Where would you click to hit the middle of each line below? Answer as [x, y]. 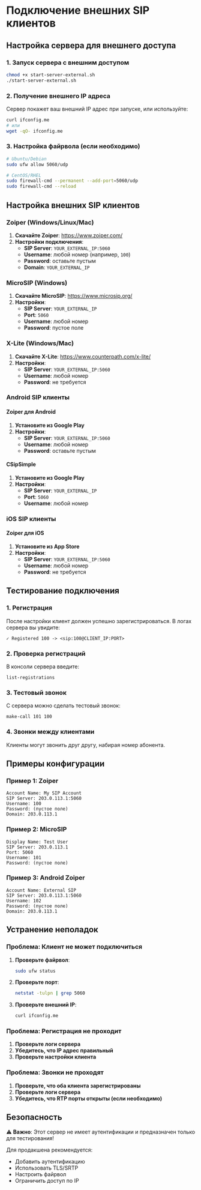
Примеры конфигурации [55, 763]
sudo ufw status [35, 971]
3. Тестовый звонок [37, 692]
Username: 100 [24, 804]
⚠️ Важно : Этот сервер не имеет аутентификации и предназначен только [101, 1132]
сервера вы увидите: [33, 627]
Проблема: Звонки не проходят [55, 1072]
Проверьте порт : [37, 982]
